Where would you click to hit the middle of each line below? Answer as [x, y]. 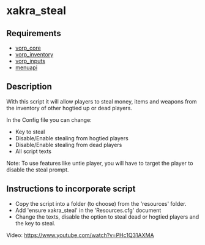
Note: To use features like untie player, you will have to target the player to [100, 163]
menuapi [26, 67]
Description [29, 87]
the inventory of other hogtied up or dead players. [69, 108]
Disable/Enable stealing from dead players [69, 145]
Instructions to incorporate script [71, 189]
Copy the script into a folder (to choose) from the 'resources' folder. [101, 203]
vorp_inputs [30, 61]
